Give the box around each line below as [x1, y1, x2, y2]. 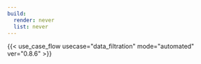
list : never [13, 23, 49, 30]
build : [7, 10, 27, 17]
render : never [13, 17, 55, 24]
